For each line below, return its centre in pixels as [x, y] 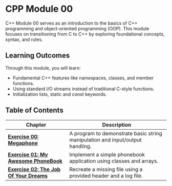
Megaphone [23, 143]
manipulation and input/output [105, 140]
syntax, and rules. [24, 39]
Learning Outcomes [38, 56]
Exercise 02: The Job [34, 169]
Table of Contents [35, 110]
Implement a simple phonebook [107, 154]
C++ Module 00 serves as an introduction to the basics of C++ [71, 23]
